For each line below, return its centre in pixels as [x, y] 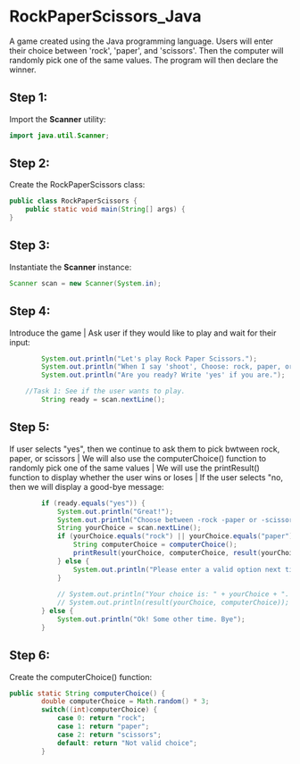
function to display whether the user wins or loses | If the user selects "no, [146, 477]
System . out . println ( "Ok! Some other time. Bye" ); [151, 619]
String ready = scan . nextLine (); [104, 400]
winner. [23, 70]
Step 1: [29, 98]
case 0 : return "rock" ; [101, 718]
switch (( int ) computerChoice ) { [100, 710]
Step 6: [30, 656]
